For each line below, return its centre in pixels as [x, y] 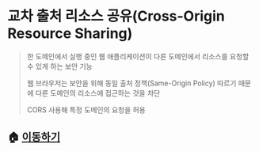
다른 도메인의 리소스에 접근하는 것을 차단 [98, 92]
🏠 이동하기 [34, 137]
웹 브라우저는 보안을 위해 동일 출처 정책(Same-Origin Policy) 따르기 [131, 83]
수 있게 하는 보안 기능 [59, 66]
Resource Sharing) [70, 34]
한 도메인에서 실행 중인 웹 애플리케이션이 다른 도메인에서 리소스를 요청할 [138, 56]
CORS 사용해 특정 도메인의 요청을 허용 [86, 109]
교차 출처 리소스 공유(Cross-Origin [116, 16]
